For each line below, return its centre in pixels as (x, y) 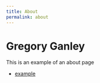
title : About (22, 11)
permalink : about (27, 17)
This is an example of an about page (50, 62)
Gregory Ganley (46, 46)
